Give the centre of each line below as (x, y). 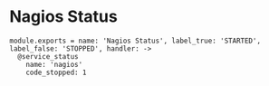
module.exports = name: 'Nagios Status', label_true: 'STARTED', (135, 41)
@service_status (48, 56)
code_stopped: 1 (57, 72)
